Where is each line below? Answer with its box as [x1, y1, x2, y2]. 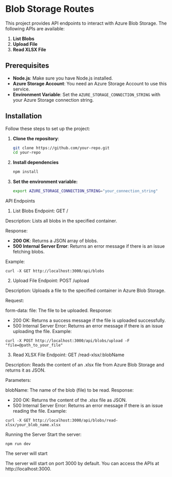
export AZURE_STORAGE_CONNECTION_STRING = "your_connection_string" [12, 189, 158, 194]
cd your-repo [12, 150, 41, 155]
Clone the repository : [12, 135, 60, 141]
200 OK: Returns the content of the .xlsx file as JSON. [12, 397, 127, 403]
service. [12, 86, 30, 92]
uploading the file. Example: [12, 328, 72, 335]
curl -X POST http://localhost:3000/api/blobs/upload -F [5, 338, 130, 343]
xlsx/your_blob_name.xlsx [5, 423, 61, 428]
